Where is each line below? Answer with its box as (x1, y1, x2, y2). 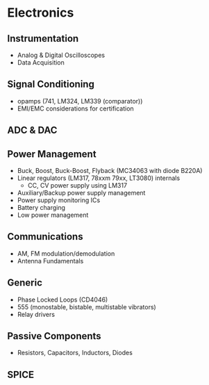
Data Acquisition (17, 58, 65, 67)
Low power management (17, 211, 89, 220)
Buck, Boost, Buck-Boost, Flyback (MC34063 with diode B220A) (17, 167, 203, 175)
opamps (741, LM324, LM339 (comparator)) (17, 97, 143, 105)
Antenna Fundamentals (17, 256, 84, 265)
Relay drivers (17, 310, 56, 318)
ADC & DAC (7, 124, 58, 136)
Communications (7, 231, 83, 243)
